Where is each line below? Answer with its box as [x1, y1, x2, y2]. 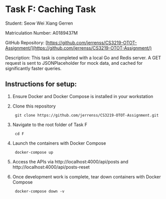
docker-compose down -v [15, 188, 65, 194]
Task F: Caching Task [5, 4, 96, 15]
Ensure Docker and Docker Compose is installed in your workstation [12, 93, 153, 99]
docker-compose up [15, 150, 54, 155]
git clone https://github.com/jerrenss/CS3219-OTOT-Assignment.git [15, 113, 159, 118]
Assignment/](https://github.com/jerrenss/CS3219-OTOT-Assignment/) [5, 45, 152, 51]
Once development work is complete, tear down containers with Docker [12, 173, 161, 179]
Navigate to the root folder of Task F [12, 122, 88, 128]
